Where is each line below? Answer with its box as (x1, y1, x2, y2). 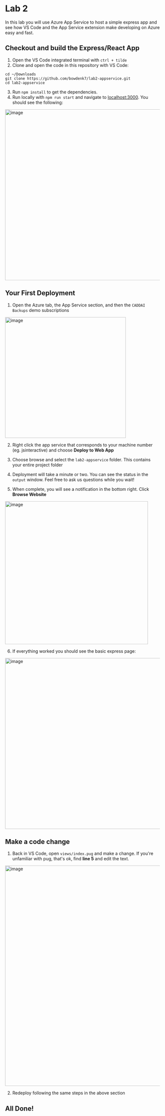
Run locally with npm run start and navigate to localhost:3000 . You (12, 94, 148, 100)
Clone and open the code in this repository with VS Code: (12, 62, 129, 68)
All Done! (5, 1104, 34, 1113)
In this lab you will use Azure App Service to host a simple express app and (5, 19, 157, 25)
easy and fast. (5, 30, 34, 35)
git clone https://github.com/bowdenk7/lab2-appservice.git (5, 76, 131, 81)
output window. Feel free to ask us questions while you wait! (12, 477, 135, 483)
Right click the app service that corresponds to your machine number (12, 442, 153, 448)
